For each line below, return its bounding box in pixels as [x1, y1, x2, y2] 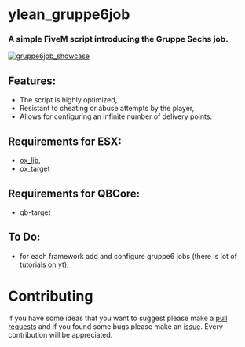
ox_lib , [19, 156, 41, 165]
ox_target [19, 164, 50, 174]
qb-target [19, 207, 51, 217]
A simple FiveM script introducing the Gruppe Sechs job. [8, 34, 229, 45]
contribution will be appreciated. [8, 330, 113, 339]
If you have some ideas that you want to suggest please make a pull [8, 313, 228, 323]
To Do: [8, 231, 41, 244]
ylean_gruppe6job [8, 6, 130, 24]
